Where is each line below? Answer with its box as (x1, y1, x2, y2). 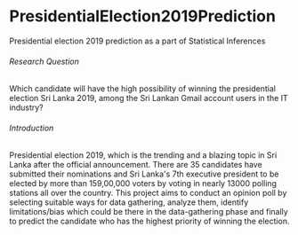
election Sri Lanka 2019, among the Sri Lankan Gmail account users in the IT (9, 93, 289, 104)
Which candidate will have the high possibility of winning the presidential (9, 83, 276, 94)
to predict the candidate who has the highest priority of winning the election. (9, 215, 290, 227)
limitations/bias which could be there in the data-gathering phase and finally (9, 207, 289, 217)
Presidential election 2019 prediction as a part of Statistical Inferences (9, 35, 266, 46)
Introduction (9, 122, 54, 133)
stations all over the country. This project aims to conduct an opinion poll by (9, 188, 287, 199)
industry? (9, 102, 44, 113)
